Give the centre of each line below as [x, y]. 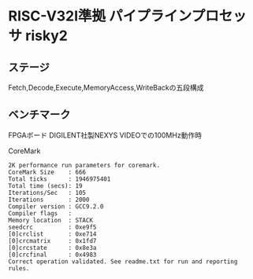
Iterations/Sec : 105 [47, 193]
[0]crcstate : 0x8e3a [52, 248]
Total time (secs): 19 [45, 185]
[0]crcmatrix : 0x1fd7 [52, 240]
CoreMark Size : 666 [47, 172]
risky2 [47, 36]
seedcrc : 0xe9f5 [52, 227]
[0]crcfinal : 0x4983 [52, 255]
